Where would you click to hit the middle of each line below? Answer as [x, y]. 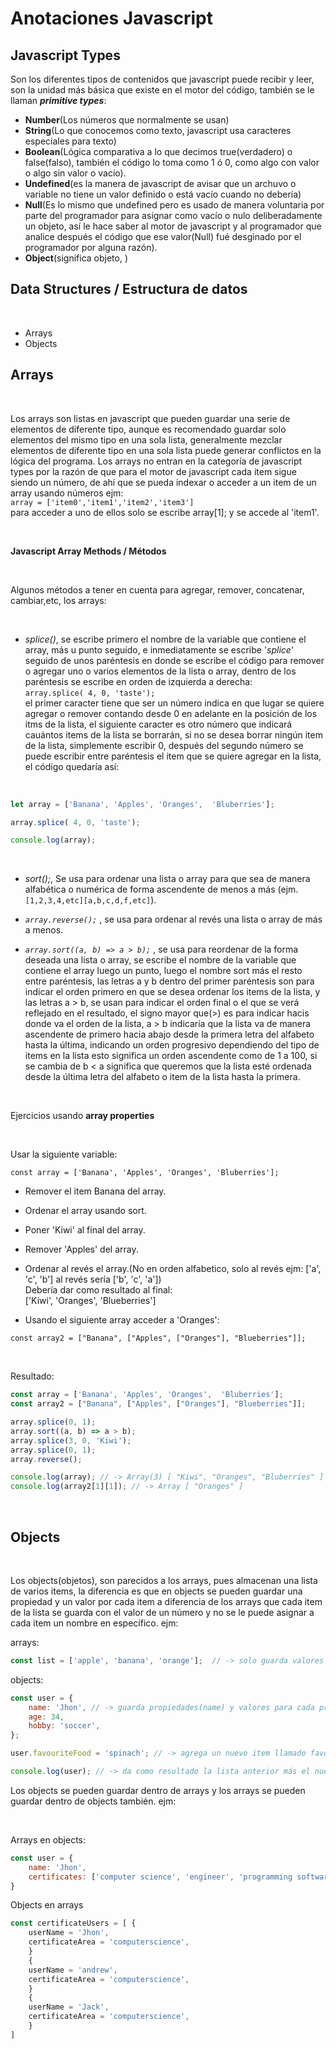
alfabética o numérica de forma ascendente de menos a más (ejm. [161, 889]
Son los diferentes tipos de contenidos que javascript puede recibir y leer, [162, 79]
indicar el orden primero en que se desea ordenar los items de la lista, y [172, 992]
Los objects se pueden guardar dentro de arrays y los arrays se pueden [158, 1790]
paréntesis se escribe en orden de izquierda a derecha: [138, 681]
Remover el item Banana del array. [95, 1191]
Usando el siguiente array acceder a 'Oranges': [122, 1320]
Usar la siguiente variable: [64, 1154]
